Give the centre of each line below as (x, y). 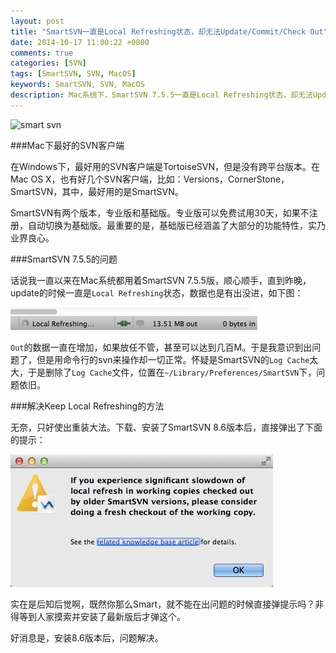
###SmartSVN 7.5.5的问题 (64, 259)
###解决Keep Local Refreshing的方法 (87, 406)
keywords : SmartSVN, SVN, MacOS (77, 85)
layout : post (37, 21)
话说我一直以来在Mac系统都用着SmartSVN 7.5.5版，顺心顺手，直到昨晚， (161, 280)
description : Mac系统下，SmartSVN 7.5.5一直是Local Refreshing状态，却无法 (161, 95)
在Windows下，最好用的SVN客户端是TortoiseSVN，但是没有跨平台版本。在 (165, 166)
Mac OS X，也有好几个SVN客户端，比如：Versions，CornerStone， (150, 179)
